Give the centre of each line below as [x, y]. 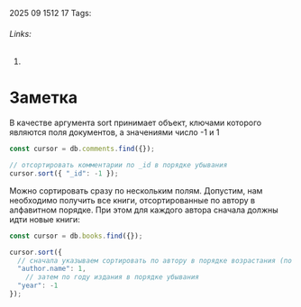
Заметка [44, 98]
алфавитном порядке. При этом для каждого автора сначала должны [144, 210]
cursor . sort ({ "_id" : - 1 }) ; [64, 173]
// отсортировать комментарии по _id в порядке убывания [119, 166]
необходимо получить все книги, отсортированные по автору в [132, 200]
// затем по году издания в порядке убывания [113, 277]
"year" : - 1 [38, 286]
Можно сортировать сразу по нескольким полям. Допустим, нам [136, 190]
